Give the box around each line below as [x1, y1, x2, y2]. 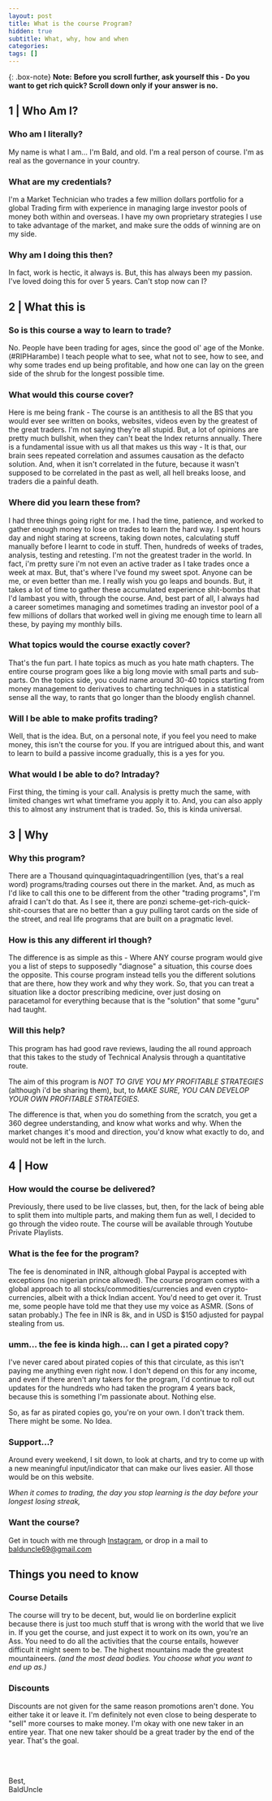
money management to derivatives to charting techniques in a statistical [8, 684, 249, 694]
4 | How [8, 1159, 49, 1173]
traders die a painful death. [8, 476, 99, 486]
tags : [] [8, 50, 38, 58]
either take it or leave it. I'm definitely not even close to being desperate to [8, 1709, 257, 1720]
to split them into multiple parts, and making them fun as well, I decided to [8, 1211, 256, 1220]
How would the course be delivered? [8, 1184, 156, 1195]
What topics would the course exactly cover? [8, 639, 191, 650]
